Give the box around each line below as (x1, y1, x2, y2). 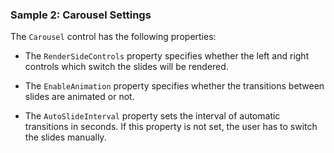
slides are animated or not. (24, 91, 135, 103)
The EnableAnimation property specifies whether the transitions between (24, 80, 325, 92)
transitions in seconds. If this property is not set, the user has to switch (24, 121, 318, 133)
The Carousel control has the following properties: (10, 31, 217, 43)
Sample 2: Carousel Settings (10, 8, 152, 22)
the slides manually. (24, 131, 107, 143)
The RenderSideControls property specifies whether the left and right (24, 50, 310, 62)
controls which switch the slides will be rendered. (24, 61, 229, 73)
